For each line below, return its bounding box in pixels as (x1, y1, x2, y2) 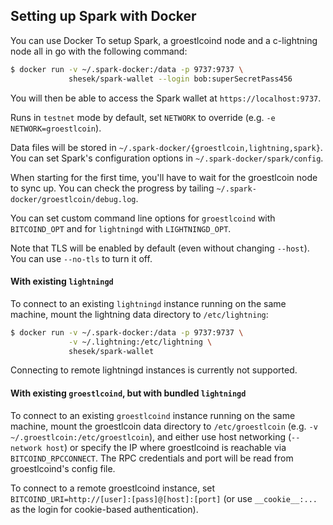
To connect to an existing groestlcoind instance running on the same (10, 409, 296, 421)
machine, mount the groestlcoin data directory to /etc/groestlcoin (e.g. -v (10, 420, 318, 432)
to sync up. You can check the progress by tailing (10, 182, 215, 194)
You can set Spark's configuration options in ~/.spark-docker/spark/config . (10, 152, 324, 164)
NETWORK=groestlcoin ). (10, 122, 102, 134)
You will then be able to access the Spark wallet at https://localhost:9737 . (10, 92, 322, 104)
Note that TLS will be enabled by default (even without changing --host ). (10, 242, 310, 254)
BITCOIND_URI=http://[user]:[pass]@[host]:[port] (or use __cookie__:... (10, 492, 318, 504)
